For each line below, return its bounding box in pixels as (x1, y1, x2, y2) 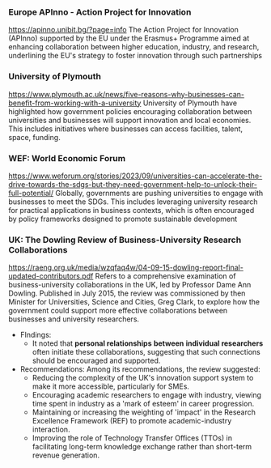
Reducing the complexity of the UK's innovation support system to (32, 373, 254, 383)
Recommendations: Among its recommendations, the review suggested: (19, 364, 260, 374)
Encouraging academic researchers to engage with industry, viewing (32, 390, 261, 400)
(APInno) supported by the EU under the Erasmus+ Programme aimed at (8, 33, 249, 43)
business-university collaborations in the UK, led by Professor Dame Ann (8, 280, 252, 290)
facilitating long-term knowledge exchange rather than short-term (32, 442, 252, 452)
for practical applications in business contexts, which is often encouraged (8, 205, 255, 215)
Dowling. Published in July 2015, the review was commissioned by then (8, 288, 246, 298)
